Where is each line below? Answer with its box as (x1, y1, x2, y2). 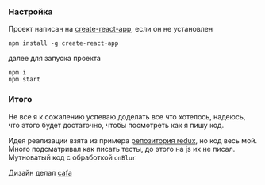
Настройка (8, 6, 53, 17)
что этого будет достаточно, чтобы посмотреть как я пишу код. (8, 120, 225, 130)
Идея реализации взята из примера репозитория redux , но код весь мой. (8, 135, 258, 145)
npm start (8, 76, 41, 84)
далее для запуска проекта (8, 54, 102, 63)
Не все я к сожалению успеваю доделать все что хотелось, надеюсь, (8, 111, 246, 121)
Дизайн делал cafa (8, 168, 73, 177)
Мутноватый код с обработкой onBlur (8, 153, 136, 162)
